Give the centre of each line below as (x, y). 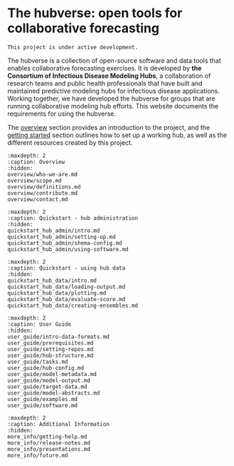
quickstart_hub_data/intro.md (52, 280)
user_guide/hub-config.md (46, 368)
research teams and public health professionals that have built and (105, 83)
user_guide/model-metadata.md (52, 374)
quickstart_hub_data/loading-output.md (67, 287)
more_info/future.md (38, 455)
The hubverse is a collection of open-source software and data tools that (115, 60)
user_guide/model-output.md (49, 380)
